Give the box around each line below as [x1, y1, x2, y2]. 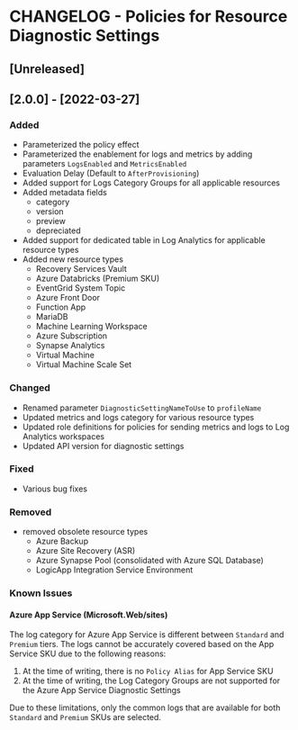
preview [35, 216, 66, 227]
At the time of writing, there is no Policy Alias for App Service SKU [22, 666, 274, 677]
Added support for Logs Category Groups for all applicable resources [22, 177, 281, 188]
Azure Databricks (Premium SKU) [35, 273, 160, 284]
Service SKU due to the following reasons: [9, 648, 167, 659]
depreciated [35, 225, 81, 236]
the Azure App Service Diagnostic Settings [22, 685, 182, 696]
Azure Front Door [35, 293, 101, 303]
